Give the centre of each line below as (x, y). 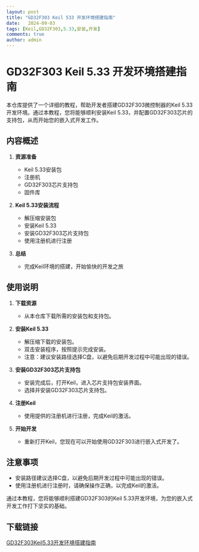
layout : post (23, 12)
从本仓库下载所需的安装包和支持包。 (69, 316)
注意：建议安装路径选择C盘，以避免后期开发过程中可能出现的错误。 (108, 356)
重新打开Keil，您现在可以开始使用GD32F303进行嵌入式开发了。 (103, 441)
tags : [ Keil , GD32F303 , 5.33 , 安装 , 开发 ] (54, 29)
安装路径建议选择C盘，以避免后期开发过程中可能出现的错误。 (91, 478)
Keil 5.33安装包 (43, 169)
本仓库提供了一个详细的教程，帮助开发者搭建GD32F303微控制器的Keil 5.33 (99, 105)
